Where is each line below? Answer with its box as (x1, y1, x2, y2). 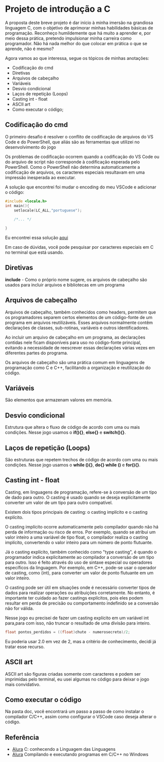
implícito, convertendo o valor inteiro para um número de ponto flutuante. (5, 539, 153, 545)
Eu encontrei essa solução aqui (5, 235, 69, 240)
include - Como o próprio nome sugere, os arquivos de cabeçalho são (5, 276, 147, 283)
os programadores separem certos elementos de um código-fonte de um (5, 314, 153, 320)
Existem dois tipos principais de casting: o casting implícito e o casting (5, 509, 148, 515)
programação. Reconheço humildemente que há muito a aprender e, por (5, 30, 151, 36)
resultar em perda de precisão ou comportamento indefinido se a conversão (5, 600, 159, 606)
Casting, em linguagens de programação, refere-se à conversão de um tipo (5, 489, 157, 495)
